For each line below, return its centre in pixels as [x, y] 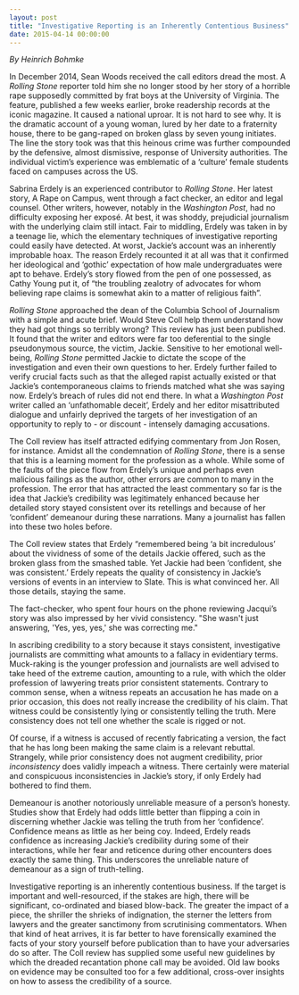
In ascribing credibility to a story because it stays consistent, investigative [145, 645]
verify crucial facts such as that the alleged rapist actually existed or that [143, 377]
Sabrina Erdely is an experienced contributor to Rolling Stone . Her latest [141, 189]
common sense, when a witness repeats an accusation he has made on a [144, 692]
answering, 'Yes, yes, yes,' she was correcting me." [104, 628]
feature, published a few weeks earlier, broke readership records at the [140, 105]
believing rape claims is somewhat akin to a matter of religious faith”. [135, 293]
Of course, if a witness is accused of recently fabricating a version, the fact [148, 738]
